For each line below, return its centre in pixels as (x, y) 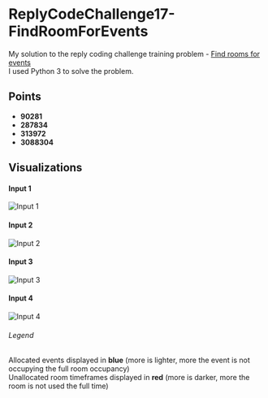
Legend (21, 335)
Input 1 (20, 188)
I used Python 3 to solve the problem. (71, 71)
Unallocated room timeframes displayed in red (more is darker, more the (129, 378)
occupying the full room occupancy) (69, 369)
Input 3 (21, 262)
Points (25, 97)
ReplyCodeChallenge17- (92, 14)
